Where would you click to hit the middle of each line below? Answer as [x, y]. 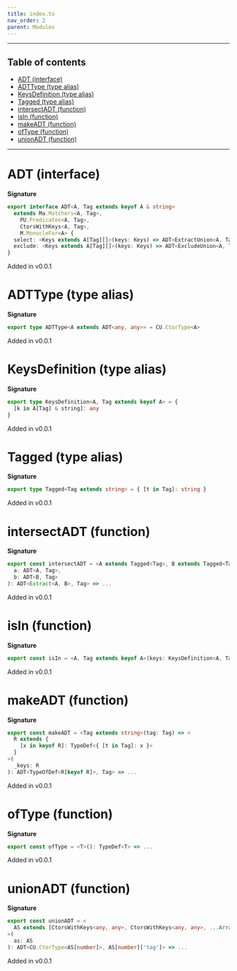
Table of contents [47, 62]
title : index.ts [31, 14]
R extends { [31, 739]
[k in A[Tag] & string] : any [56, 408]
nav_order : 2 [26, 20]
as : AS [23, 941]
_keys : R [26, 766]
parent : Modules [31, 27]
